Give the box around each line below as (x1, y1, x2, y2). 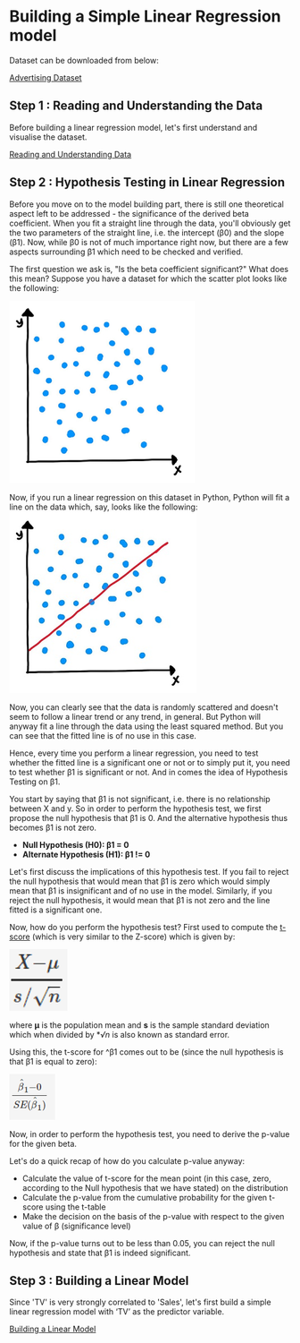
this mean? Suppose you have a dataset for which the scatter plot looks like (9, 273, 287, 284)
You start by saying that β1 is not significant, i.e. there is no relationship (9, 793, 271, 804)
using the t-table (45, 1202, 106, 1212)
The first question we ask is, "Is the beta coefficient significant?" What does (9, 263, 288, 274)
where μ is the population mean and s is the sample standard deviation (9, 1019, 270, 1031)
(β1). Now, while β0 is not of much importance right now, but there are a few (9, 236, 288, 247)
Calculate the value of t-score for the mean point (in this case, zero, (21, 1173, 271, 1184)
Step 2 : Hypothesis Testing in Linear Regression (9, 175, 286, 190)
